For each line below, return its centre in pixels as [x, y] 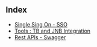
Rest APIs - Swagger [40, 37]
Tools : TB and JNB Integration [52, 31]
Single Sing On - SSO [41, 24]
